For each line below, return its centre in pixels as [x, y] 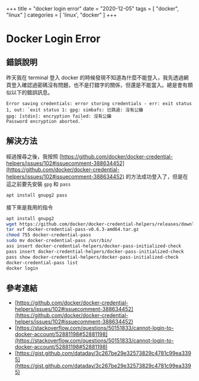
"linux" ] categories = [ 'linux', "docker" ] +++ [62, 15]
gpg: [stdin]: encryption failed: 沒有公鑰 [59, 116]
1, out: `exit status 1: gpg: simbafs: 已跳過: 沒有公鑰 [75, 110]
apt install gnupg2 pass [37, 195]
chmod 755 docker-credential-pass [49, 235]
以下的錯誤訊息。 [32, 92]
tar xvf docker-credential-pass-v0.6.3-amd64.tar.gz [73, 230]
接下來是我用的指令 [30, 207]
